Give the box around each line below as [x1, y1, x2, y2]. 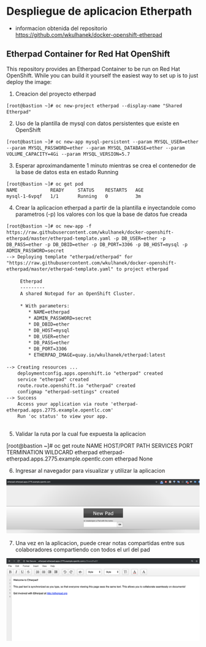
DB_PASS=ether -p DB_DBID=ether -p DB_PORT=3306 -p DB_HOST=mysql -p [6, 241, 188, 248]
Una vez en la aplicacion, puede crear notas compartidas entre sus [15, 539, 185, 546]
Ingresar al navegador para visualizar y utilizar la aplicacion [15, 467, 166, 474]
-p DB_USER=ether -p [113, 235, 166, 242]
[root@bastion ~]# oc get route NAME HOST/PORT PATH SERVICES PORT [6, 442, 194, 449]
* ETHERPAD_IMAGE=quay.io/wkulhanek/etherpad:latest [28, 351, 166, 358]
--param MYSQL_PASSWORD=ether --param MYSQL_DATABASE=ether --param [6, 145, 185, 151]
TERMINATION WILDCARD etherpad [6, 448, 98, 456]
